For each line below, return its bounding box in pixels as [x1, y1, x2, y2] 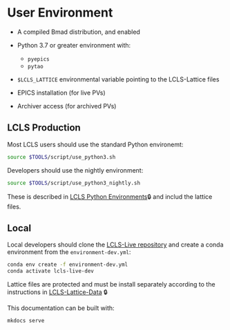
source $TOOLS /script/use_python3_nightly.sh [7, 179, 140, 186]
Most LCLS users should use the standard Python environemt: [7, 140, 184, 148]
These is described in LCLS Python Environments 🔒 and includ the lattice [7, 192, 213, 201]
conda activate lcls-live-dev [7, 268, 95, 275]
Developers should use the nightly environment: [7, 166, 144, 174]
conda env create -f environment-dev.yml [7, 261, 128, 269]
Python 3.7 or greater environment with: [17, 41, 131, 49]
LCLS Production [7, 122, 81, 134]
